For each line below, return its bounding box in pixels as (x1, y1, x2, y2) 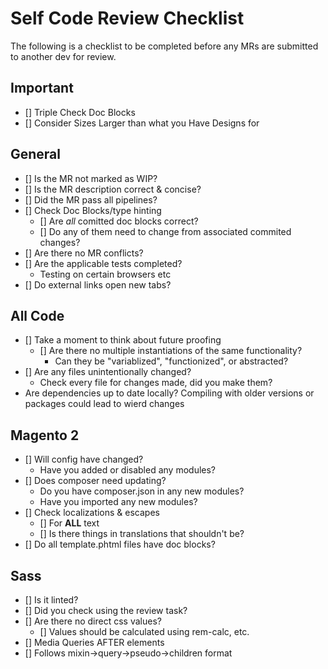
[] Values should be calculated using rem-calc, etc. (39, 626, 250, 637)
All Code (10, 307, 65, 324)
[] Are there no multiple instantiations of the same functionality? (39, 345, 303, 357)
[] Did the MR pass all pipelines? (24, 193, 158, 206)
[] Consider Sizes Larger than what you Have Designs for (24, 117, 260, 129)
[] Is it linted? (24, 594, 79, 606)
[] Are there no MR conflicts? (24, 247, 144, 259)
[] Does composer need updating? (24, 475, 167, 487)
